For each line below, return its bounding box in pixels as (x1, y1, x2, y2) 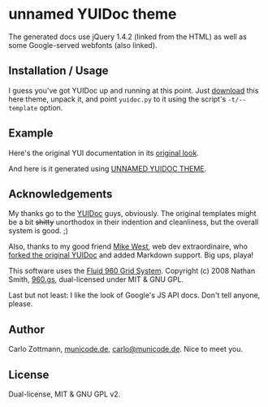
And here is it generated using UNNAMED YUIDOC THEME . (8, 163, 207, 173)
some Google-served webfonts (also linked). (8, 40, 158, 50)
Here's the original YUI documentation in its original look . (8, 148, 199, 158)
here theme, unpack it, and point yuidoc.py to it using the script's (8, 94, 227, 104)
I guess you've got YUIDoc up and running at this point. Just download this (8, 85, 259, 95)
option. (39, 102, 63, 112)
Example (8, 127, 54, 141)
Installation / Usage (8, 64, 109, 78)
